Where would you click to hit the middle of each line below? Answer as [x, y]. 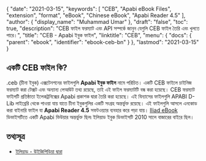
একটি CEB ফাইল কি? [37, 68]
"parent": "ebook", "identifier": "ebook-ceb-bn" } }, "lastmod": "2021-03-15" [103, 42]
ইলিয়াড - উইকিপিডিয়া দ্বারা [39, 151]
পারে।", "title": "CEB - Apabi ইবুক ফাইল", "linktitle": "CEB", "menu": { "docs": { [99, 35]
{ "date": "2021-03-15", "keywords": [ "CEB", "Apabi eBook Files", [89, 9]
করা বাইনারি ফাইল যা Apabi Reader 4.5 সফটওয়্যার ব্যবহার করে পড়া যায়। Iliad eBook [92, 110]
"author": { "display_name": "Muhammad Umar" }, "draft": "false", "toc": [97, 22]
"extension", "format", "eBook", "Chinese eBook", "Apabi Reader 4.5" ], [96, 15]
